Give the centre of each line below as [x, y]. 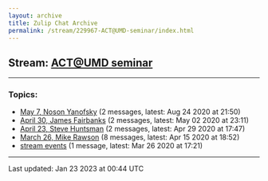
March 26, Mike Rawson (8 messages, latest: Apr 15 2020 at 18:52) [130, 137]
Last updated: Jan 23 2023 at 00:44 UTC [76, 169]
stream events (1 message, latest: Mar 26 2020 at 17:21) [111, 146]
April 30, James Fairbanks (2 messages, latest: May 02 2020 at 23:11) [134, 120]
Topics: [23, 95]
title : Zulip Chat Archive [53, 23]
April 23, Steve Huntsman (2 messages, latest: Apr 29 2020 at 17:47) [132, 129]
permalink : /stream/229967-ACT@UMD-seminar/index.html [101, 30]
